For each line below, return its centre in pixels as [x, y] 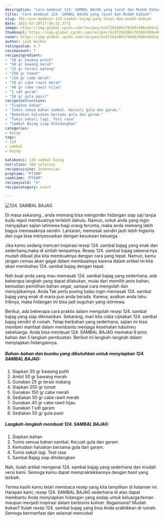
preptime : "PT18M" [24, 174]
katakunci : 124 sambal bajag [35, 160]
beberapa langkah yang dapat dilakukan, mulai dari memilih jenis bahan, [78, 281]
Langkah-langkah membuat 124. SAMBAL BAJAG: [57, 424]
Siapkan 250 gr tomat [34, 387]
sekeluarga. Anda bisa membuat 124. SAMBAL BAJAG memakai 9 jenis [76, 332]
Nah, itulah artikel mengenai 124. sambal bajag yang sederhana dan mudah [81, 467]
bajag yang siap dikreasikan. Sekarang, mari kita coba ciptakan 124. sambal [81, 316]
